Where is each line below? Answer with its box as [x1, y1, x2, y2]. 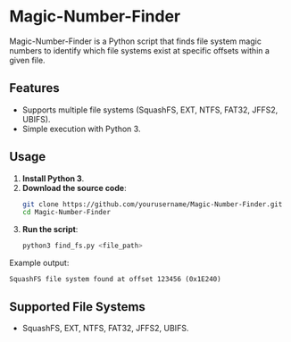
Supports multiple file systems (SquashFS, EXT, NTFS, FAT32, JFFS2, [21, 104, 279, 115]
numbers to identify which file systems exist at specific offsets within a [9, 45, 270, 55]
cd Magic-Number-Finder [21, 208, 112, 217]
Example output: [9, 257, 70, 269]
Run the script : [21, 224, 79, 235]
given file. [9, 54, 46, 65]
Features [9, 80, 60, 96]
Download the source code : [21, 182, 127, 193]
